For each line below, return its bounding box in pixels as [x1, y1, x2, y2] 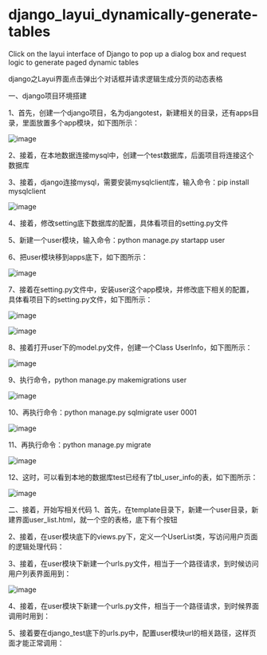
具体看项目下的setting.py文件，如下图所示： [8, 294, 153, 304]
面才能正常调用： [8, 637, 65, 648]
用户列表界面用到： [8, 569, 72, 578]
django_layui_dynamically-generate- [8, 6, 259, 24]
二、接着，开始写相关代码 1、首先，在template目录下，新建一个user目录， [8, 505, 253, 514]
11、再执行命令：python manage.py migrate [8, 439, 151, 449]
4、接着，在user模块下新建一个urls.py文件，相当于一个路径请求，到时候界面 [8, 601, 259, 610]
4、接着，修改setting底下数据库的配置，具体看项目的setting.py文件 [8, 218, 229, 228]
